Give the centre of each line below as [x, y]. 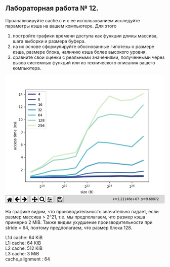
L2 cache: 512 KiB [24, 248]
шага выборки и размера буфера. [49, 41]
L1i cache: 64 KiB [23, 243]
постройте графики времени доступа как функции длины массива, [85, 35]
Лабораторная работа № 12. [52, 8]
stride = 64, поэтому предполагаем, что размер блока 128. [69, 227]
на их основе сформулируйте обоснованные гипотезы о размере [83, 46]
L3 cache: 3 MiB [22, 253]
